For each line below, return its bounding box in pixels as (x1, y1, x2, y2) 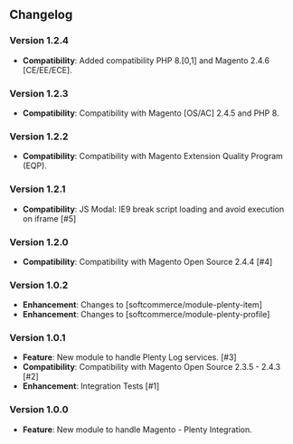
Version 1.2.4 (9, 34, 70, 47)
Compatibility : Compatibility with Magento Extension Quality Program (22, 151, 283, 162)
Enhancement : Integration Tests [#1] (22, 381, 160, 392)
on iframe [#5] (22, 213, 77, 224)
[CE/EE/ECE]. (22, 64, 72, 75)
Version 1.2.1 (9, 183, 66, 195)
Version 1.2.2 (9, 130, 69, 143)
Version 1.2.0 (9, 235, 70, 248)
